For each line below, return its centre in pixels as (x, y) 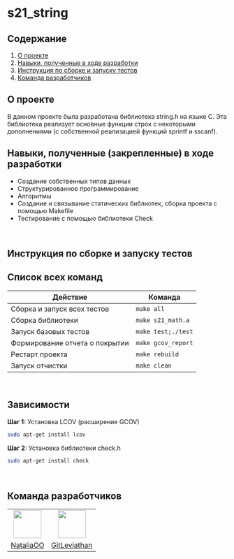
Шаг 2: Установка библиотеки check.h (64, 448)
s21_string (38, 13)
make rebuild (158, 354)
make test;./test (164, 331)
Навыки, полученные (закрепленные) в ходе (111, 153)
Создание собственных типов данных (74, 181)
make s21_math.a (163, 320)
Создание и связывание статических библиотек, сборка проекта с (117, 203)
